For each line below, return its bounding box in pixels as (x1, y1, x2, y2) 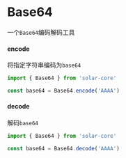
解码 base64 (7, 119, 38, 127)
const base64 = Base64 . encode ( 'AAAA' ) (7, 88, 120, 95)
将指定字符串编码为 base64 (7, 61, 81, 70)
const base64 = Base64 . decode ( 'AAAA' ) (7, 145, 120, 152)
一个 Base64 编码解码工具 (7, 28, 75, 36)
